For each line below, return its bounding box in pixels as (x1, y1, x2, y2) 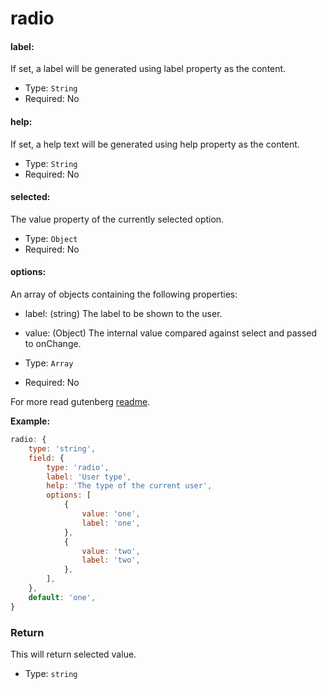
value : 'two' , (81, 546, 141, 556)
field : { (28, 453, 65, 463)
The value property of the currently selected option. (10, 213, 225, 225)
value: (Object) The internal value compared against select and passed (24, 327, 318, 339)
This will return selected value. (10, 648, 137, 660)
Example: (10, 415, 51, 427)
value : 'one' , (81, 509, 141, 519)
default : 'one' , (28, 592, 97, 602)
